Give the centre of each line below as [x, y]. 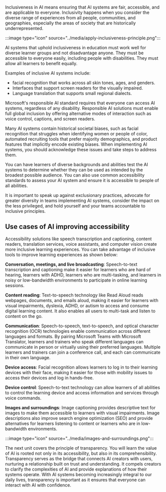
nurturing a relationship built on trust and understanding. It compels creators [83, 464]
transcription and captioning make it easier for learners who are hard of [78, 269]
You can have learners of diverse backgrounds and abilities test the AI [77, 164]
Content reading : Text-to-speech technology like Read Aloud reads [74, 295]
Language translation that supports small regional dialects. [72, 93]
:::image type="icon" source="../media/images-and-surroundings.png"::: [80, 438]
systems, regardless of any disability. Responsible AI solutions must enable [82, 108]
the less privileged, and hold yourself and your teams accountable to [75, 206]
